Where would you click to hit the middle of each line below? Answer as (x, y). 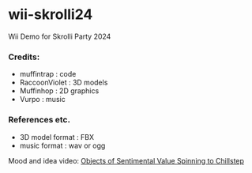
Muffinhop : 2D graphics (59, 91)
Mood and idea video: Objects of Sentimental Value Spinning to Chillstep (126, 160)
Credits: (24, 57)
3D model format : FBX (57, 137)
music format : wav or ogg (62, 145)
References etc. (39, 120)
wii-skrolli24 (51, 15)
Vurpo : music (42, 100)
